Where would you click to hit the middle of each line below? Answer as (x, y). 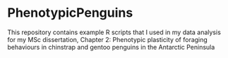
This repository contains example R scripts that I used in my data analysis (114, 32)
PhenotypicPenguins (70, 13)
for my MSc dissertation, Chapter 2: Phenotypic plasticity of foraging (108, 39)
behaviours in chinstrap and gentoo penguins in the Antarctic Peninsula (111, 47)
